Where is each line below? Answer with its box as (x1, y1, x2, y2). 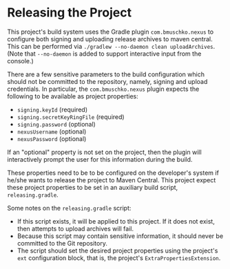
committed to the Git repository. (17, 239, 108, 247)
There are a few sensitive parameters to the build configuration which (7, 70, 205, 78)
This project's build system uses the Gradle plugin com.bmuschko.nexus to (7, 28, 214, 36)
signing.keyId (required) (17, 105, 88, 114)
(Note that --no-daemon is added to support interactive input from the (7, 50, 202, 58)
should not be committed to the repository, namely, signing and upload (7, 77, 208, 85)
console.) (7, 56, 34, 65)
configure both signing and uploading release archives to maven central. (7, 34, 213, 43)
